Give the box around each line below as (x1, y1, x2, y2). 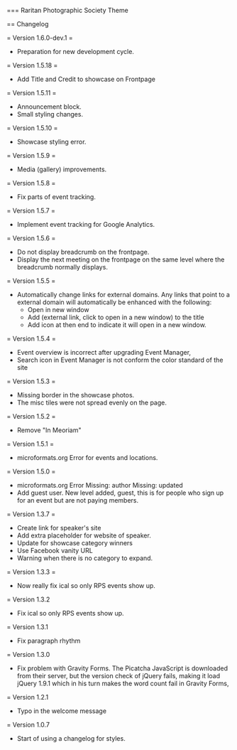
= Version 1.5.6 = (6, 234, 56, 242)
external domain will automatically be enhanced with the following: (16, 298, 212, 306)
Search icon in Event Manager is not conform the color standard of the (16, 355, 224, 364)
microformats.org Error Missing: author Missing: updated (16, 481, 184, 489)
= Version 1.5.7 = (6, 206, 56, 215)
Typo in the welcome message (16, 707, 107, 715)
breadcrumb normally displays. (16, 263, 108, 271)
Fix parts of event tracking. (16, 193, 97, 201)
